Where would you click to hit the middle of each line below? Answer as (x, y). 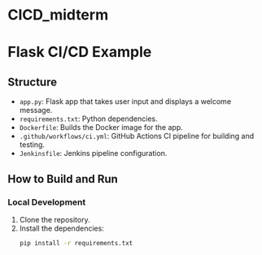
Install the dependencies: (62, 228)
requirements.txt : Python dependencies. (88, 119)
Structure (33, 82)
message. (36, 110)
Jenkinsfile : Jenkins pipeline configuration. (93, 153)
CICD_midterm (58, 15)
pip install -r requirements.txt (76, 243)
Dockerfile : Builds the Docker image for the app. (101, 127)
